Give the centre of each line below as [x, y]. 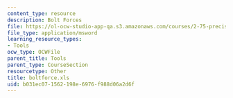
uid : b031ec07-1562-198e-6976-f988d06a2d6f [71, 84]
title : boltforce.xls [38, 78]
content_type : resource [42, 13]
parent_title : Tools [37, 59]
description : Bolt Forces [44, 20]
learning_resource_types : [44, 39]
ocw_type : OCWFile [34, 52]
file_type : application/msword [52, 33]
